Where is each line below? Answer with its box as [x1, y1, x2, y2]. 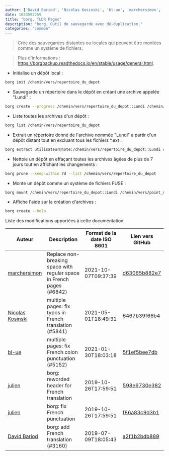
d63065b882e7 [122, 269, 161, 277]
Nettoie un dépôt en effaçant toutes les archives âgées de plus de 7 [12, 156, 153, 162]
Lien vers [130, 233, 153, 240]
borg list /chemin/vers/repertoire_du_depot [5, 123, 100, 128]
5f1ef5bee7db [122, 349, 158, 356]
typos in [47, 309, 66, 316]
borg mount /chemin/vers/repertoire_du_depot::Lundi [5, 190, 118, 195]
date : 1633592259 [5, 12, 42, 17]
